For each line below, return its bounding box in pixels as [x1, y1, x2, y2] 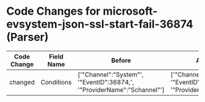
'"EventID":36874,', [77, 78, 134, 86]
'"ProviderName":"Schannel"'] [77, 86, 165, 94]
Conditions [40, 78, 72, 86]
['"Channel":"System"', [77, 70, 144, 79]
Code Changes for [6, 4, 101, 18]
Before [110, 56, 131, 65]
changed [9, 78, 35, 86]
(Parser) [6, 31, 49, 44]
